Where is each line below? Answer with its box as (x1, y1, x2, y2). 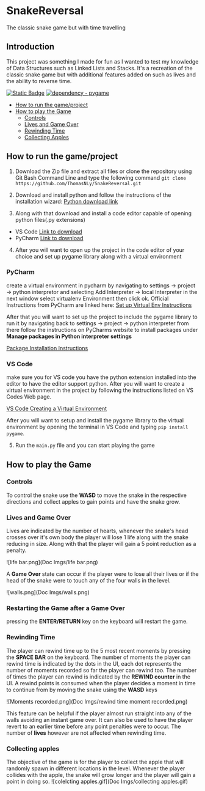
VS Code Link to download (15, 227, 82, 235)
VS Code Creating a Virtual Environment (6, 405, 107, 413)
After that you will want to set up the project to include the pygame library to (6, 313, 198, 320)
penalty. (6, 546, 27, 554)
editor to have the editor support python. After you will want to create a (6, 380, 185, 388)
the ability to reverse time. (6, 77, 72, 84)
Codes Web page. (6, 393, 52, 400)
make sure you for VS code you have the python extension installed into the (6, 373, 196, 381)
